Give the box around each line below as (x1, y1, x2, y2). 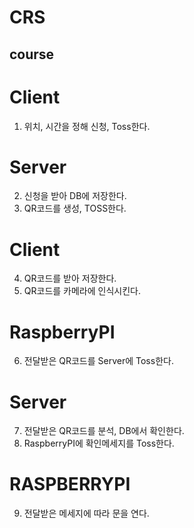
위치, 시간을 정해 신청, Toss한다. (23, 120, 151, 132)
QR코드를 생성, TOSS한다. (23, 202, 127, 215)
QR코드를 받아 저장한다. (23, 272, 117, 285)
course (9, 46, 55, 63)
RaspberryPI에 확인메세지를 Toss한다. (23, 437, 175, 450)
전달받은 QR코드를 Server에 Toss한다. (23, 355, 174, 367)
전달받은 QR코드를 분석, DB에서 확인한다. (23, 425, 185, 437)
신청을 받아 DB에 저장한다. (23, 190, 127, 202)
